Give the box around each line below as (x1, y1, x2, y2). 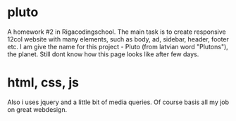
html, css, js (7, 75, 80, 91)
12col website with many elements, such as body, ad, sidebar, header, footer (7, 34, 229, 43)
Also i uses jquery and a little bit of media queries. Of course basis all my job (7, 98, 230, 106)
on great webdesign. (7, 105, 68, 113)
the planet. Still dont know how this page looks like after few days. (7, 50, 199, 58)
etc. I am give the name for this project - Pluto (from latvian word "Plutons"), (7, 42, 229, 51)
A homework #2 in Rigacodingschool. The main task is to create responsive (7, 27, 227, 36)
